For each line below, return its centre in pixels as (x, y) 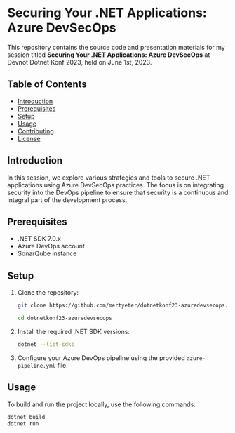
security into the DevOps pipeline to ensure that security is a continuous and (118, 192)
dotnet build (26, 417)
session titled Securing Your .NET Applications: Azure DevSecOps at (109, 55)
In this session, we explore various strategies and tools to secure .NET (109, 178)
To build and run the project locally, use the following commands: (102, 404)
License (29, 138)
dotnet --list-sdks (46, 344)
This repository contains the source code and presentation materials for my (116, 47)
